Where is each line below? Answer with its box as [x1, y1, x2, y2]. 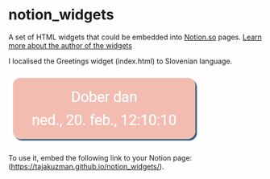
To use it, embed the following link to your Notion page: [8, 153, 193, 162]
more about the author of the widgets [8, 40, 133, 50]
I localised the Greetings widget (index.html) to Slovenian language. [8, 56, 233, 66]
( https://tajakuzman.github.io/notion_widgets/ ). [8, 161, 164, 171]
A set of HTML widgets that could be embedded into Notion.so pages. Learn [8, 32, 262, 42]
